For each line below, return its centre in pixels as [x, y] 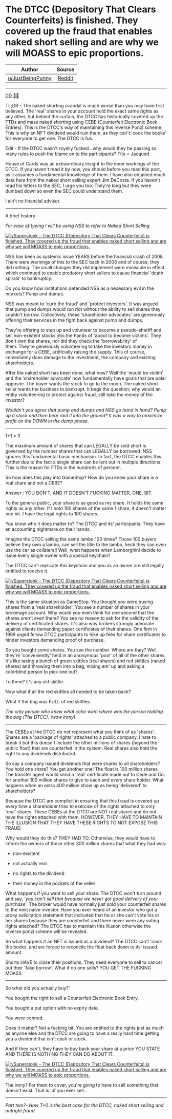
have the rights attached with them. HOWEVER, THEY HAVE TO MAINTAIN [84, 817]
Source [66, 69]
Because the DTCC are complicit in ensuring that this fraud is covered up [82, 800]
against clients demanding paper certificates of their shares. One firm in [81, 629]
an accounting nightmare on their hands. [48, 529]
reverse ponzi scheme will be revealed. [47, 931]
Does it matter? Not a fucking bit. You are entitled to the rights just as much [84, 1028]
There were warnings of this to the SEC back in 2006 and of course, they [82, 262]
